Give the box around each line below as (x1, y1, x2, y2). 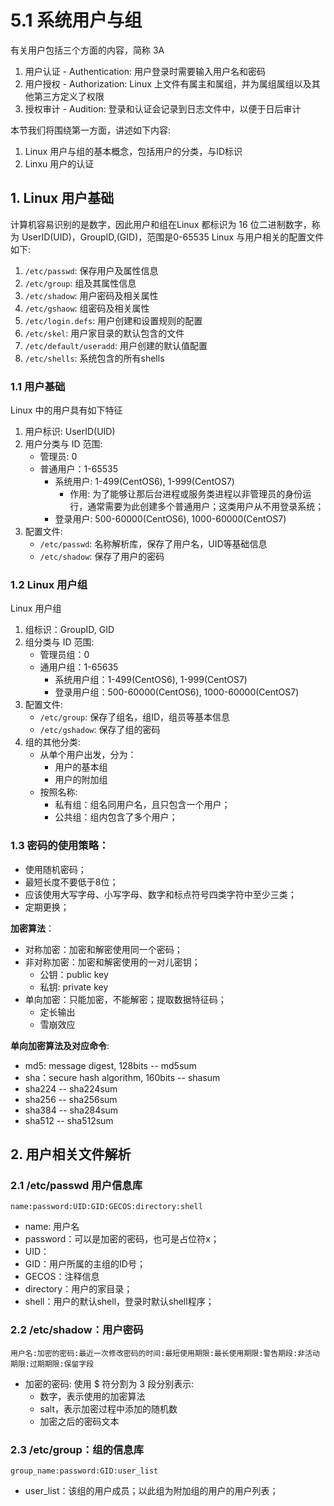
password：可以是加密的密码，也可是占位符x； (24, 1233, 220, 1245)
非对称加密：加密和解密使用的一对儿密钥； (24, 956, 201, 968)
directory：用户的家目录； (24, 1283, 133, 1295)
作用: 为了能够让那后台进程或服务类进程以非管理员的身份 (69, 488, 303, 500)
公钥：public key (39, 968, 109, 980)
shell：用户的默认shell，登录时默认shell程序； (24, 1296, 215, 1308)
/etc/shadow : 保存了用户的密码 (39, 551, 165, 563)
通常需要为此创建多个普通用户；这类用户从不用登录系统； (87, 501, 325, 513)
